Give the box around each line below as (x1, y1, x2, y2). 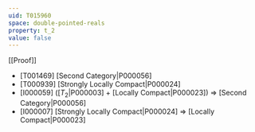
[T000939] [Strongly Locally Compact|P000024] (19, 80, 181, 89)
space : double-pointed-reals (8, 19, 105, 27)
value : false (8, 33, 52, 42)
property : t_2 (8, 26, 56, 34)
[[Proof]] (8, 56, 37, 65)
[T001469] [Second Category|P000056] (19, 71, 152, 80)
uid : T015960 (8, 11, 52, 20)
